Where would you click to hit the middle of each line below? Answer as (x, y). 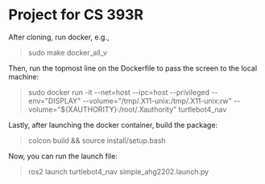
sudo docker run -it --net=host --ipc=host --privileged (118, 92)
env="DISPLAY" (54, 100)
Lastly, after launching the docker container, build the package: (113, 125)
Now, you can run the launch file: (63, 156)
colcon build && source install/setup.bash (97, 140)
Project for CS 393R (76, 15)
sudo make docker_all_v (67, 52)
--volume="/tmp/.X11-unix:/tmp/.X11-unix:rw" (157, 100)
